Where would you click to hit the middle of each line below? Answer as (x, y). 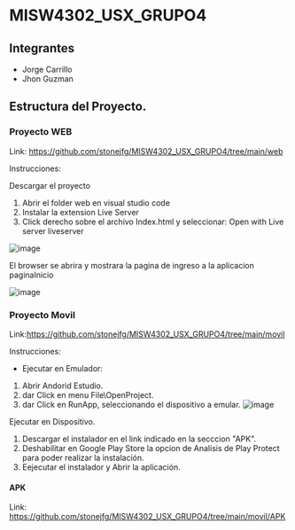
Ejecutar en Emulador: (62, 368)
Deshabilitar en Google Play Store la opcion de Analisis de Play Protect (151, 448)
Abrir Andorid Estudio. (62, 386)
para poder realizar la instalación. (83, 457)
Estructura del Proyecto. (78, 107)
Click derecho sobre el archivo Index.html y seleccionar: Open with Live (153, 222)
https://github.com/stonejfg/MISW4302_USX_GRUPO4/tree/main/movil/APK (147, 517)
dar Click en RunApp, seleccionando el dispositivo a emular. (131, 404)
